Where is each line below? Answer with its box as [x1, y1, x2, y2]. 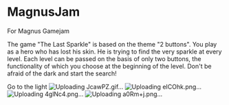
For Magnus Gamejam [7, 27, 70, 35]
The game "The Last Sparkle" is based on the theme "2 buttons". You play [7, 40, 217, 48]
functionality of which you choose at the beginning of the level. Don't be [7, 62, 212, 70]
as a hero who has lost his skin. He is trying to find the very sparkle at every [7, 47, 222, 56]
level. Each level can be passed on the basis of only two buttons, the [7, 54, 201, 62]
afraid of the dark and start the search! [7, 69, 117, 78]
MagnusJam [7, 4, 80, 20]
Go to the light [7, 82, 47, 91]
